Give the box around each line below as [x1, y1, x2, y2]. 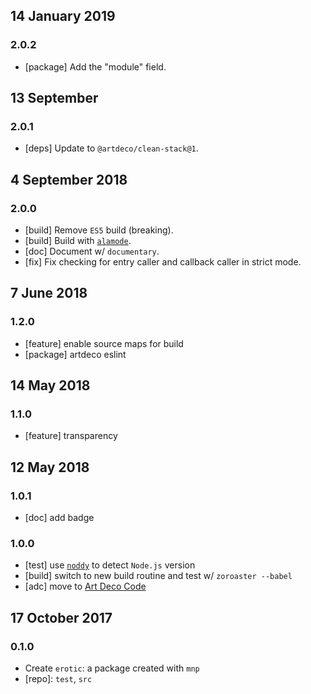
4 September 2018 [10, 171, 128, 188]
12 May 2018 [10, 459, 90, 476]
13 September [10, 90, 99, 107]
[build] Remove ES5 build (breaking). [24, 224, 174, 236]
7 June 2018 [10, 285, 88, 302]
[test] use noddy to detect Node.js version [24, 559, 196, 571]
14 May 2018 [10, 377, 91, 394]
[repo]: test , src [24, 673, 93, 685]
